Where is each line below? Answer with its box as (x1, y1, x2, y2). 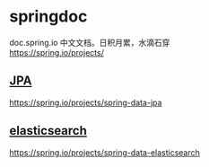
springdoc (9, 6, 88, 27)
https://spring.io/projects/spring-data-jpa (9, 97, 162, 108)
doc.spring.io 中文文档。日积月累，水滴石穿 (9, 37, 170, 48)
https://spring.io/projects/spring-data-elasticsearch (9, 146, 200, 158)
